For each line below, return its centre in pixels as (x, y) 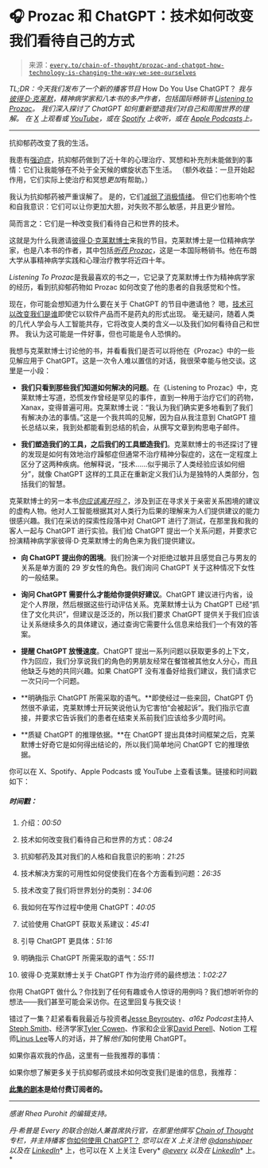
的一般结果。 (41, 577)
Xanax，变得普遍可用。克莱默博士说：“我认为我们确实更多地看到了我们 (137, 407)
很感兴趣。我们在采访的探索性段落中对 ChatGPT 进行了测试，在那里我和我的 (134, 520)
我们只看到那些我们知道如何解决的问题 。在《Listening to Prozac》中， (136, 387)
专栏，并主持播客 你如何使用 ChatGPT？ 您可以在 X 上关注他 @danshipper (131, 1140)
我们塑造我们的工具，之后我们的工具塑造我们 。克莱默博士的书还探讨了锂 (139, 444)
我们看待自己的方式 (72, 41)
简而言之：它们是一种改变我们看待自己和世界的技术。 (96, 223)
